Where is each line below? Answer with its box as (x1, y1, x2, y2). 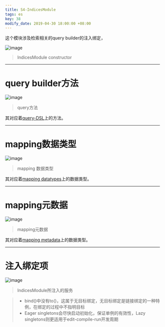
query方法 (17, 104, 38, 111)
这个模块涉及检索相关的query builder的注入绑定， (5, 35, 106, 41)
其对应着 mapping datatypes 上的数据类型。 (5, 176, 92, 182)
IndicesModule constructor (17, 55, 72, 61)
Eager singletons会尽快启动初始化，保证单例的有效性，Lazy (24, 310, 146, 316)
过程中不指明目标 (50, 304, 85, 310)
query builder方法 (5, 78, 79, 89)
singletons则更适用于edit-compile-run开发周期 (24, 316, 119, 322)
